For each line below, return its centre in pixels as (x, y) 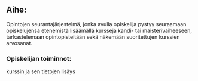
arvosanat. (19, 43)
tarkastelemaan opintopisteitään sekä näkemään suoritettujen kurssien (93, 37)
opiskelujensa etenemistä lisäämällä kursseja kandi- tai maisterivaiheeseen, (99, 30)
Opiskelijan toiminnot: (39, 58)
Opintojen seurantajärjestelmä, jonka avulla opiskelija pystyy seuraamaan (96, 24)
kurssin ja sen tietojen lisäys (41, 71)
